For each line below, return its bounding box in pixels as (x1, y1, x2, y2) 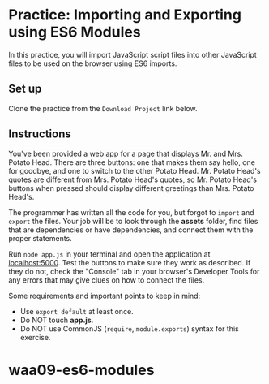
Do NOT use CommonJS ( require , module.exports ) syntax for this (19, 323, 239, 334)
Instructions (8, 127, 71, 141)
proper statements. (8, 233, 73, 243)
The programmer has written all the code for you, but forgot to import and (8, 207, 254, 217)
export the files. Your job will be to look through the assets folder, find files (8, 216, 258, 226)
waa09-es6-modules (8, 360, 155, 379)
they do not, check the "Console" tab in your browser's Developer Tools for (8, 266, 260, 276)
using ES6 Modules (8, 23, 141, 41)
